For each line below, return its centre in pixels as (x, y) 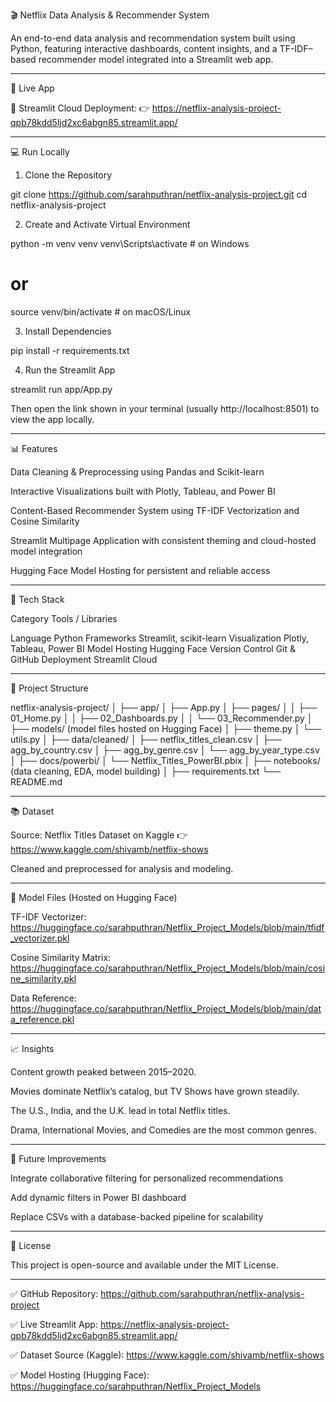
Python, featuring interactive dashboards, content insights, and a (144, 48)
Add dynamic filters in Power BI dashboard (98, 1197)
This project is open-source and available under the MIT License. (144, 1265)
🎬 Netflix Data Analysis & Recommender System (110, 15)
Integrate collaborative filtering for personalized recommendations (147, 1178)
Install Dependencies (68, 331)
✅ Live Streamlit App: (54, 1324)
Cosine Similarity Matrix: (61, 957)
